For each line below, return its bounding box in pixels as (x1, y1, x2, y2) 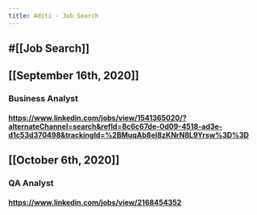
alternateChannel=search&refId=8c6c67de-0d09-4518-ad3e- (8, 122, 223, 131)
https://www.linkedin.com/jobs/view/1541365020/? (8, 113, 187, 122)
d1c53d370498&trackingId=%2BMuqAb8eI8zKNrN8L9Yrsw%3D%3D (8, 130, 250, 139)
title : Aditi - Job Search (8, 11, 99, 20)
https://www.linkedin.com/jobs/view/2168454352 (8, 197, 182, 207)
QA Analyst (8, 178, 54, 189)
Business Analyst (8, 93, 79, 105)
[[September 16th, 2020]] (8, 69, 139, 83)
